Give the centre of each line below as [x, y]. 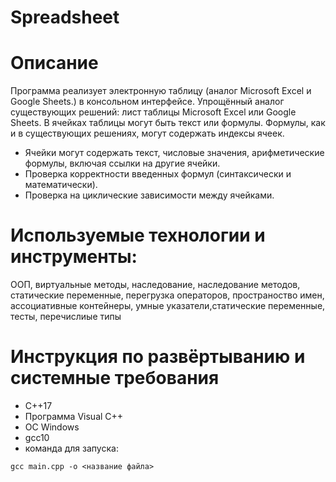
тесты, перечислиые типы [66, 317]
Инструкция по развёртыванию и [158, 357]
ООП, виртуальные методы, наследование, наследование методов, [155, 285]
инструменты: [74, 257]
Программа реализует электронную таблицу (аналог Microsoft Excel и [161, 91]
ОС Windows [52, 427]
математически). [61, 185]
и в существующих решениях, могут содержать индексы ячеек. [147, 133]
